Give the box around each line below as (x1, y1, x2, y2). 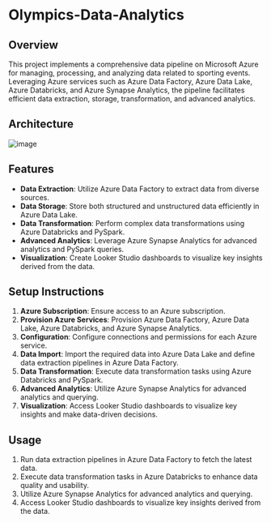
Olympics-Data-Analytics (8, 6, 184, 24)
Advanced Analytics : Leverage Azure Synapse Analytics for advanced (19, 235, 257, 245)
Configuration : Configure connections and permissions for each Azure (19, 332, 257, 342)
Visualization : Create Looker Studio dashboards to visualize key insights (19, 253, 263, 263)
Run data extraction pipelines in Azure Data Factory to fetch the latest (19, 455, 252, 464)
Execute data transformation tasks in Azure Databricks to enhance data (19, 472, 258, 481)
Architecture (8, 118, 74, 131)
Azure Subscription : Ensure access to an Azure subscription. (19, 306, 226, 316)
